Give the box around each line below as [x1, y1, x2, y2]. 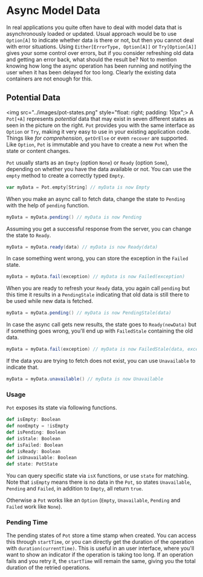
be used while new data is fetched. [6, 298, 94, 305]
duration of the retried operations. [6, 564, 91, 572]
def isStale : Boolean [6, 435, 61, 442]
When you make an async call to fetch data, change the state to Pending [6, 195, 185, 203]
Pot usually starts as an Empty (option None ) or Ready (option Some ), [6, 158, 169, 166]
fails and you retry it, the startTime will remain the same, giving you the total [6, 558, 196, 565]
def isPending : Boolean [6, 429, 66, 435]
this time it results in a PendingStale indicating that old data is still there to [6, 291, 189, 298]
